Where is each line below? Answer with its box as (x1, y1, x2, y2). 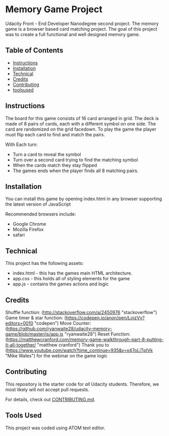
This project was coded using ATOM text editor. (5, 425, 106, 431)
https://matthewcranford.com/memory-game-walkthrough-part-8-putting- (7, 336, 164, 343)
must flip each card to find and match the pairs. (5, 131, 106, 137)
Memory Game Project (5, 4, 103, 15)
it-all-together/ (5, 342, 36, 348)
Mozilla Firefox (12, 226, 44, 233)
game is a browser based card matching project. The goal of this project (5, 26, 157, 32)
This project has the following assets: (5, 260, 84, 267)
